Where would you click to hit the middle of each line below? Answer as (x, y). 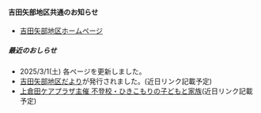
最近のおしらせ (32, 50)
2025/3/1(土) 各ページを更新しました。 (83, 71)
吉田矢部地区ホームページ (61, 31)
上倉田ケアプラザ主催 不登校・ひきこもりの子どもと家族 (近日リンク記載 (136, 91)
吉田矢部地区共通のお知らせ (53, 12)
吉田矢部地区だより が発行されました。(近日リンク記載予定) (115, 82)
